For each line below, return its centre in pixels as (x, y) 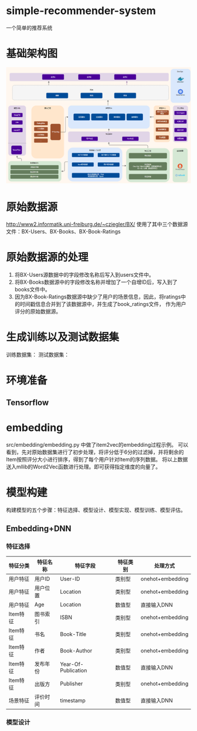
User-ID (70, 579)
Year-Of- (72, 664)
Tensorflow (28, 402)
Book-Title (73, 634)
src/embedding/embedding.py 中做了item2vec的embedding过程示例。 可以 (97, 444)
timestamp (73, 700)
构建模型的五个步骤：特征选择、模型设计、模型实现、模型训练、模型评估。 (96, 510)
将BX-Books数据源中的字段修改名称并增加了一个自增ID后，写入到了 (96, 282)
